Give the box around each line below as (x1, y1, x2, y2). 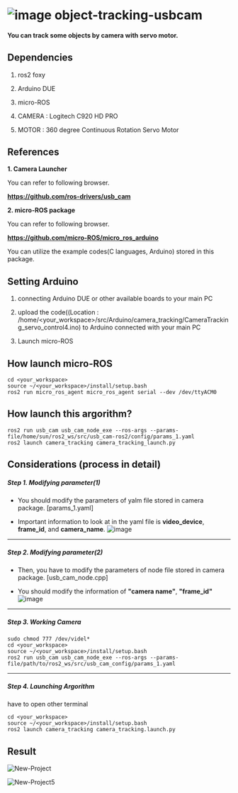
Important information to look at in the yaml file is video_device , (17, 518, 205, 526)
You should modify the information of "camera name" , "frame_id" (17, 587, 212, 596)
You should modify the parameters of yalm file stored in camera (17, 496, 204, 505)
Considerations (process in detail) (7, 459, 161, 471)
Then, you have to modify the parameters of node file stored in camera (17, 566, 225, 574)
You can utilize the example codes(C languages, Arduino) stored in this (7, 247, 215, 256)
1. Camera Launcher (7, 165, 67, 173)
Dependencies (7, 52, 73, 64)
